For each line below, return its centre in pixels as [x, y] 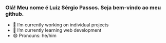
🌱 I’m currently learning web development [57, 30]
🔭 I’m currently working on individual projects [61, 25]
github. [15, 14]
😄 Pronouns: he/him [34, 36]
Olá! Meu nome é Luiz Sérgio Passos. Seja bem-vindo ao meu [83, 8]
